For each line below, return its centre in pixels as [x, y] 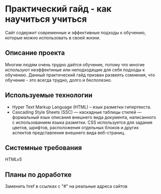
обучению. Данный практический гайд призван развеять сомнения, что [80, 75]
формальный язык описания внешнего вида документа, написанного [84, 117]
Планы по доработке [38, 174]
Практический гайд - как [58, 9]
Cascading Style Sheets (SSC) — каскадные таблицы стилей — [77, 112]
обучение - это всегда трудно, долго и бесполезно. [59, 80]
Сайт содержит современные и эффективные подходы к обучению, [76, 32]
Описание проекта [35, 53]
